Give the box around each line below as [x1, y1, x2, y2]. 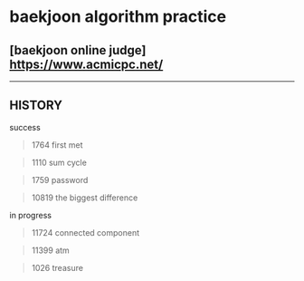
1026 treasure [31, 262, 84, 273]
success [9, 121, 41, 132]
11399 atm [31, 245, 70, 256]
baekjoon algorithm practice [9, 6, 227, 27]
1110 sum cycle [31, 157, 88, 168]
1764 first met [31, 139, 83, 150]
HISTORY [9, 98, 63, 113]
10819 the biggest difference [31, 192, 138, 203]
